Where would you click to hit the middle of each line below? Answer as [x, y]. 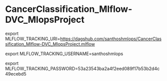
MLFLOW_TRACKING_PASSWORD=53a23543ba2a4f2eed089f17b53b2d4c [83, 69]
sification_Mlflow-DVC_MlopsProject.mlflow [50, 44]
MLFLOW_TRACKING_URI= [33, 39]
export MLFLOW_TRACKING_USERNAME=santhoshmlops [64, 54]
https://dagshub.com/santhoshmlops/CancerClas [111, 39]
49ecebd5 [16, 74]
